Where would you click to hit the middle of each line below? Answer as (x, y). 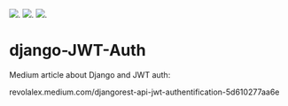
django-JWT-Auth (78, 51)
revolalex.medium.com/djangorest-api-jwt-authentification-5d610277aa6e (144, 92)
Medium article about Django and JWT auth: (90, 74)
